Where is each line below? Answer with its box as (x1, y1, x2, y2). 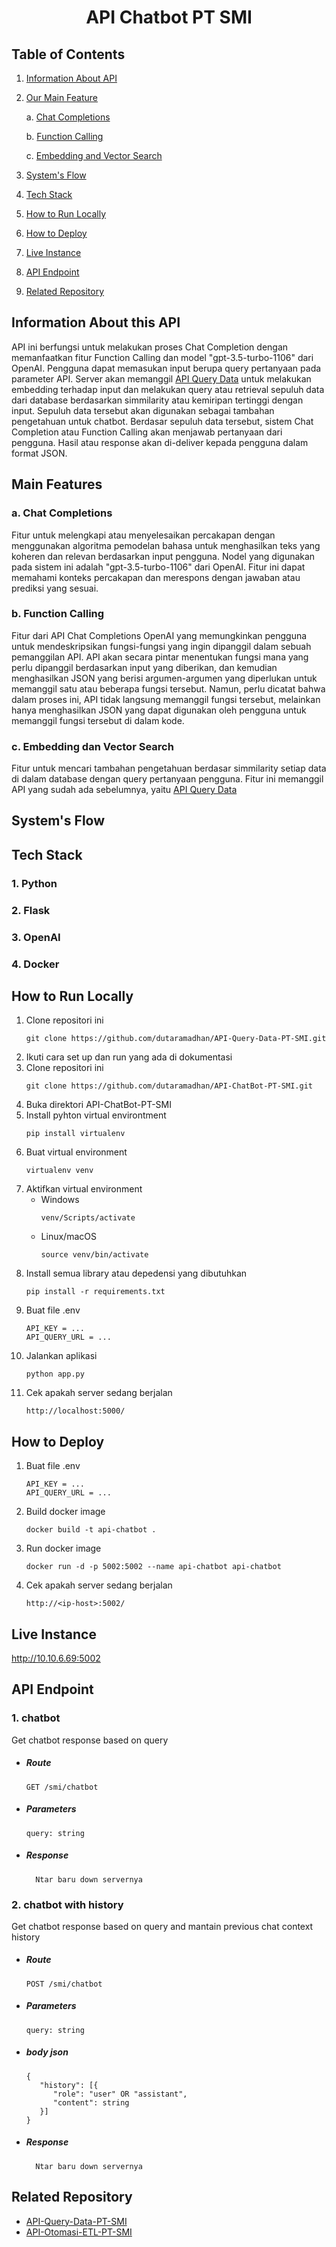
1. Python (11, 876, 58, 890)
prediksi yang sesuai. (11, 582, 99, 594)
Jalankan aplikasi (25, 1350, 98, 1362)
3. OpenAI (11, 930, 61, 944)
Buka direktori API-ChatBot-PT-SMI (25, 1099, 172, 1111)
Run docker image (25, 1542, 102, 1555)
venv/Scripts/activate (40, 1213, 136, 1223)
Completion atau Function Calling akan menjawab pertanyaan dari (11, 426, 283, 438)
